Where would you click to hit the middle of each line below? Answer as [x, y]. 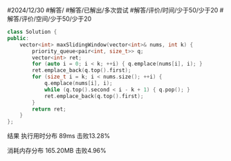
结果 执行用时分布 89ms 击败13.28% [59, 136]
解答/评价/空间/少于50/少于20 [49, 19]
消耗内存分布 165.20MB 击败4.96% [57, 151]
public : [18, 38]
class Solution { [32, 32]
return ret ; [49, 109]
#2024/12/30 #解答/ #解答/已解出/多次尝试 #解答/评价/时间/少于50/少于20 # [115, 10]
